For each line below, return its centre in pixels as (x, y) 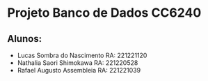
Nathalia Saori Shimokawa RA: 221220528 (78, 63)
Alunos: (25, 39)
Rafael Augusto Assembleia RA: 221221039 (79, 70)
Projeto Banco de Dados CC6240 (104, 13)
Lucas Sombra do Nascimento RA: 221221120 (82, 55)
